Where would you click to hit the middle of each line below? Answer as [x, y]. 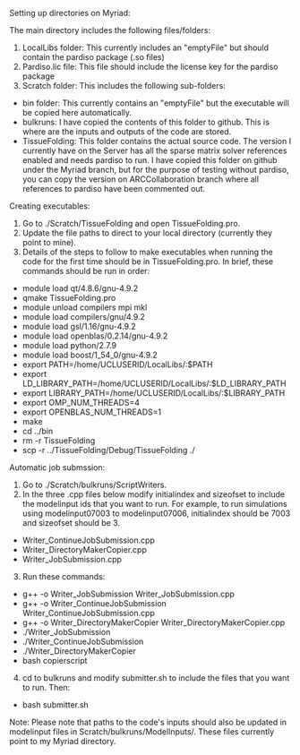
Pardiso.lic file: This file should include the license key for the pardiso [150, 67]
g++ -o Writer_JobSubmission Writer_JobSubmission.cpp [129, 594]
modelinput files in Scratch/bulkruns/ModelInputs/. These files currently [142, 732]
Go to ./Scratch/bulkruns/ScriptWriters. [94, 485]
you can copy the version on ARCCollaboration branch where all [141, 179]
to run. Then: [46, 687]
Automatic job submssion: [57, 468]
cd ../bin [38, 431]
